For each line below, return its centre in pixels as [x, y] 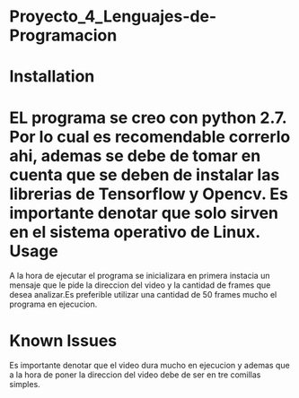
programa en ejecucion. [53, 304]
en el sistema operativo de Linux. [135, 232]
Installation [52, 77]
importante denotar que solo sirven [144, 213]
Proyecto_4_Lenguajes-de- [113, 17]
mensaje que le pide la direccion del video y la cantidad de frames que [140, 285]
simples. [25, 385]
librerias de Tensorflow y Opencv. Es [149, 194]
